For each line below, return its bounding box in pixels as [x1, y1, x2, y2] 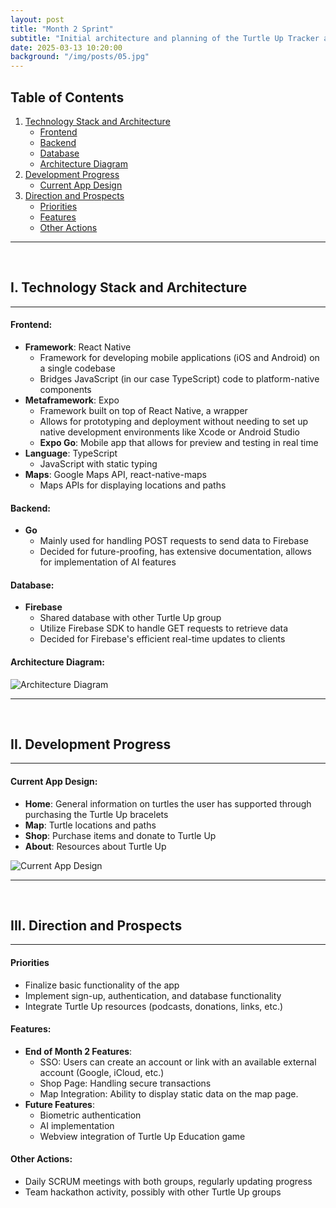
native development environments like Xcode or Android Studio [39, 426, 300, 438]
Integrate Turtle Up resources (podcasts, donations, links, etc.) [24, 1000, 284, 1012]
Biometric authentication [39, 1109, 142, 1121]
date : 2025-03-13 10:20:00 [10, 42, 123, 53]
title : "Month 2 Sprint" [10, 24, 114, 34]
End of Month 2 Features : [24, 1045, 133, 1057]
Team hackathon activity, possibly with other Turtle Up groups [24, 1186, 282, 1198]
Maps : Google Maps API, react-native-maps [24, 468, 207, 480]
